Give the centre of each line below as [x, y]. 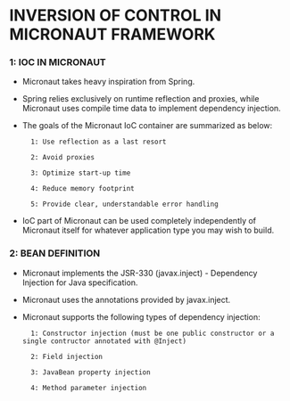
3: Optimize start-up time [81, 173]
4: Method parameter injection [89, 388]
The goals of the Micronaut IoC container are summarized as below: [147, 126]
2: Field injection [66, 356]
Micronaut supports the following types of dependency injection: [141, 316]
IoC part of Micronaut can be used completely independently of [139, 221]
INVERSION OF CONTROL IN [115, 16]
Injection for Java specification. [80, 282]
